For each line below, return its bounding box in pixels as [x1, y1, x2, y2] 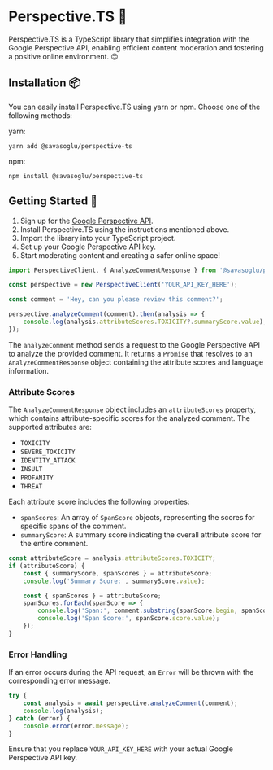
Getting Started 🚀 [8, 195, 98, 208]
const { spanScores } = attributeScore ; [23, 592, 162, 600]
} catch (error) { [8, 714, 71, 723]
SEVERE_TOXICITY [19, 448, 76, 457]
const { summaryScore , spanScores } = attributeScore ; [23, 569, 213, 577]
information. [8, 365, 50, 375]
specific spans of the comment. [19, 521, 127, 532]
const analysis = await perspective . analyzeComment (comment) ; [23, 699, 238, 707]
